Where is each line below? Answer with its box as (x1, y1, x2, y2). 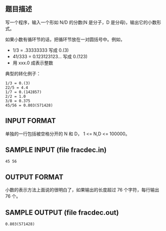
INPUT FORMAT (5, 117, 56, 125)
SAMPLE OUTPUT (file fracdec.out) (5, 208, 119, 217)
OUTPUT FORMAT (5, 173, 64, 181)
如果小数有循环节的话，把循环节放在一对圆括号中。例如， (5, 36, 125, 42)
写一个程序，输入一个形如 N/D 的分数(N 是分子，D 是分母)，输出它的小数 (5, 19, 157, 25)
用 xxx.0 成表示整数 (12, 60, 54, 66)
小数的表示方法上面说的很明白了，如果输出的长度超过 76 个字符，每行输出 (5, 187, 159, 193)
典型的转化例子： (5, 70, 41, 76)
